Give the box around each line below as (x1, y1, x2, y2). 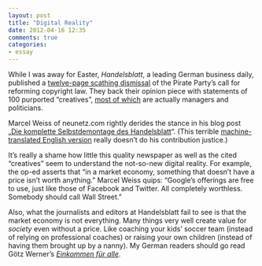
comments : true (8, 33, 58, 42)
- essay (8, 48, 34, 56)
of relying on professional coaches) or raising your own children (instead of (8, 233, 253, 242)
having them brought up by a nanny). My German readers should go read (8, 241, 245, 250)
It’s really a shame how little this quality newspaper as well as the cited (8, 150, 238, 160)
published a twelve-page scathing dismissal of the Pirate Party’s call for (8, 78, 241, 87)
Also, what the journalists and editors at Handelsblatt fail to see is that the (8, 208, 247, 216)
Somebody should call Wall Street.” (8, 192, 122, 201)
